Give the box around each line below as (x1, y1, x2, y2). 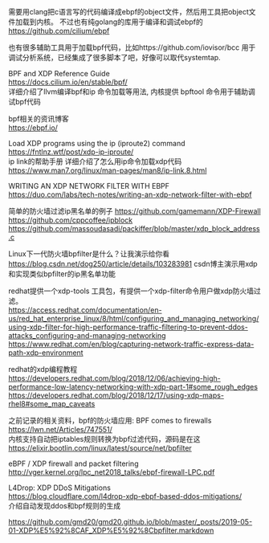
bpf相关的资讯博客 (8, 114, 70, 123)
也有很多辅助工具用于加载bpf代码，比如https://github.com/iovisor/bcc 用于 (8, 43, 256, 52)
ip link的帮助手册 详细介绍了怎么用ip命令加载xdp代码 (8, 157, 182, 166)
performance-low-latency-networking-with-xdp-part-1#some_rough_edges (8, 382, 259, 391)
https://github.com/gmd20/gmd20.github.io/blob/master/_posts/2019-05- (8, 517, 253, 526)
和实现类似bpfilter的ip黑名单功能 (8, 269, 116, 279)
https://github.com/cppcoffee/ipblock (8, 215, 133, 225)
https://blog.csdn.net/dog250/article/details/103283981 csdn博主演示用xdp (8, 259, 259, 268)
